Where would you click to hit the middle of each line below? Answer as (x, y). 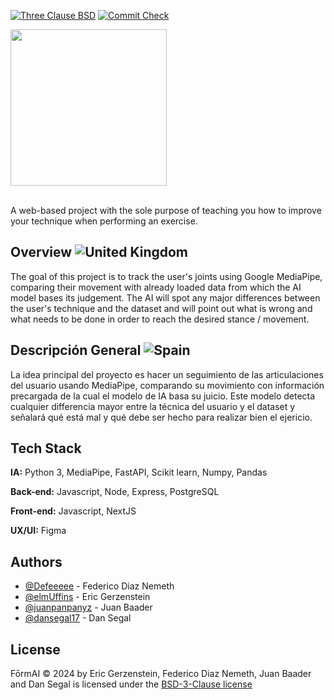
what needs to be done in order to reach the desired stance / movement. (160, 319)
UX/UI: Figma (38, 531)
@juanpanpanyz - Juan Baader (88, 607)
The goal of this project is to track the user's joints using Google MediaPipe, (166, 276)
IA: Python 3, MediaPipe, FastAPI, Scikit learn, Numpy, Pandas (139, 472)
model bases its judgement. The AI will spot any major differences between (165, 297)
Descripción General (76, 350)
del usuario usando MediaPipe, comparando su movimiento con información (167, 385)
